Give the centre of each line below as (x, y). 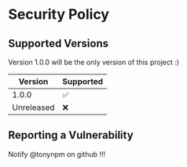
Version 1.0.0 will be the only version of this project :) (93, 62)
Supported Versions (58, 44)
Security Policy (59, 15)
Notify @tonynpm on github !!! (57, 154)
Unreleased (33, 107)
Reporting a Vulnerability (71, 135)
